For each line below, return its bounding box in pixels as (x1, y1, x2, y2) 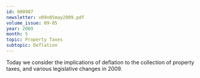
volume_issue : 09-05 (6, 20, 58, 26)
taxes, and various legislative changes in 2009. (6, 65, 123, 72)
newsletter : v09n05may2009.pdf (6, 14, 85, 20)
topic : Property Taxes (6, 37, 63, 43)
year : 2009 (6, 25, 34, 32)
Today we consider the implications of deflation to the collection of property (6, 58, 195, 66)
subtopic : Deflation (6, 43, 58, 49)
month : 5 (6, 31, 28, 37)
